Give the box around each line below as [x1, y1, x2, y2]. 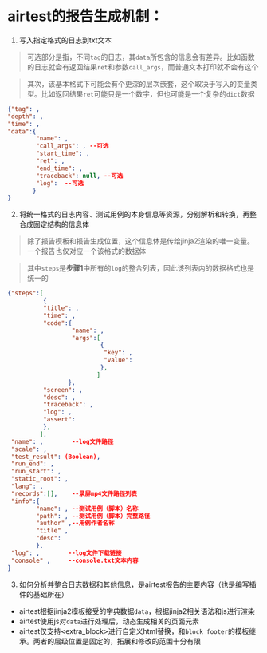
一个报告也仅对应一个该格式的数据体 [26, 247, 147, 256]
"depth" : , [7, 113, 44, 121]
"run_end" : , [10, 460, 55, 468]
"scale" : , [10, 445, 47, 453]
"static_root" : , [10, 475, 69, 483]
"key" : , [104, 349, 133, 357]
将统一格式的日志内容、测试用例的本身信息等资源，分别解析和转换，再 [18, 209, 250, 220]
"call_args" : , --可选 [36, 142, 109, 150]
